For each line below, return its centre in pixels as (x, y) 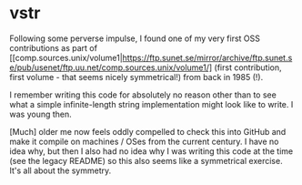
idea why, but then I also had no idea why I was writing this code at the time (151, 151)
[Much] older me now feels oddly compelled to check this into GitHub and (148, 131)
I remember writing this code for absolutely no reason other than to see (143, 95)
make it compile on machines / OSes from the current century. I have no (144, 141)
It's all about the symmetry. (60, 170)
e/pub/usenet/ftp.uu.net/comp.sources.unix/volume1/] (111, 67)
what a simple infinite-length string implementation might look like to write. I (151, 104)
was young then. (41, 114)
